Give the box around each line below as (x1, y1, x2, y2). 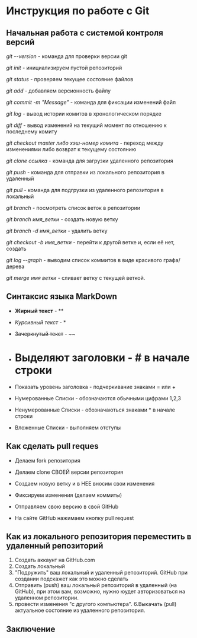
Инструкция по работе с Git (6, 4, 150, 18)
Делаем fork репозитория (14, 457, 81, 464)
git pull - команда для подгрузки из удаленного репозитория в (6, 187, 164, 193)
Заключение (6, 624, 56, 634)
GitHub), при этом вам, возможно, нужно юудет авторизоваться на (14, 588, 185, 595)
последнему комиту (6, 128, 57, 135)
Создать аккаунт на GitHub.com (14, 556, 95, 564)
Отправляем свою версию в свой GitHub (14, 503, 119, 510)
